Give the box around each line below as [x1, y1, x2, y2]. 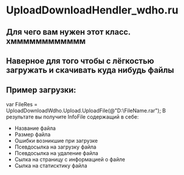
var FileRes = [6, 100, 38, 107]
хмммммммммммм [6, 36, 86, 46]
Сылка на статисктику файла [14, 162, 88, 169]
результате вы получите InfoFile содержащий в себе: [6, 113, 139, 120]
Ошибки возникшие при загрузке [14, 137, 98, 144]
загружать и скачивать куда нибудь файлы [6, 65, 175, 75]
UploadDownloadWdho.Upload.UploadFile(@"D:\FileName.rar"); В [6, 107, 166, 114]
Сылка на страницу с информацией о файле [14, 156, 125, 163]
